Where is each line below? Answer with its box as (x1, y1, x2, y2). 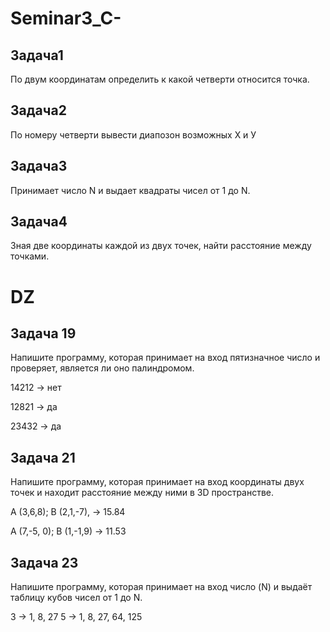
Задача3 (10, 158, 68, 175)
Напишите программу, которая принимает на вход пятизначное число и (10, 352, 321, 364)
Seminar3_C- (10, 7, 122, 30)
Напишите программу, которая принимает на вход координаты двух (10, 476, 305, 488)
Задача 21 (10, 449, 76, 466)
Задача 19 (10, 325, 77, 342)
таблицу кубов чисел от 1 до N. (10, 592, 143, 604)
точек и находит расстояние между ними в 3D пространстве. (10, 487, 275, 499)
